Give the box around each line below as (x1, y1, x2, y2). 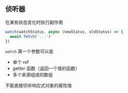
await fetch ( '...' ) (10, 34, 51, 39)
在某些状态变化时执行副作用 (5, 19, 63, 25)
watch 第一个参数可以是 (5, 49, 54, 55)
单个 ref (12, 59, 29, 65)
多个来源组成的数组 (12, 72, 53, 78)
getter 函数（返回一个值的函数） (12, 65, 80, 72)
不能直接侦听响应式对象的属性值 (5, 82, 72, 88)
